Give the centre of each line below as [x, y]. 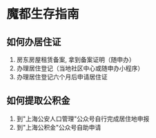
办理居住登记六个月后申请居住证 [62, 77]
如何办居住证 [34, 42]
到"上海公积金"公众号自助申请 [59, 127]
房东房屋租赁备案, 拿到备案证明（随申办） [76, 60]
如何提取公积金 [38, 101]
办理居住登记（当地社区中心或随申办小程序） [80, 68]
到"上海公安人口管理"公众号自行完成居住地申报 [83, 119]
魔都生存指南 [43, 14]
